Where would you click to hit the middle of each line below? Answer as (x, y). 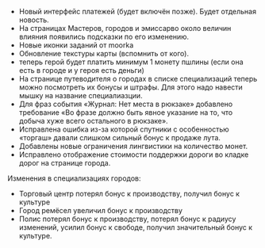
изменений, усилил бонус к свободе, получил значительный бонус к (136, 227)
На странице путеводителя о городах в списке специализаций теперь (138, 79)
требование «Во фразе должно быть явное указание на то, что (126, 113)
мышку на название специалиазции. (81, 95)
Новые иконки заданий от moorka (76, 45)
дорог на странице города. (65, 163)
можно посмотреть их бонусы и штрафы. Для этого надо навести (131, 87)
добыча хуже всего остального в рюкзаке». (93, 121)
